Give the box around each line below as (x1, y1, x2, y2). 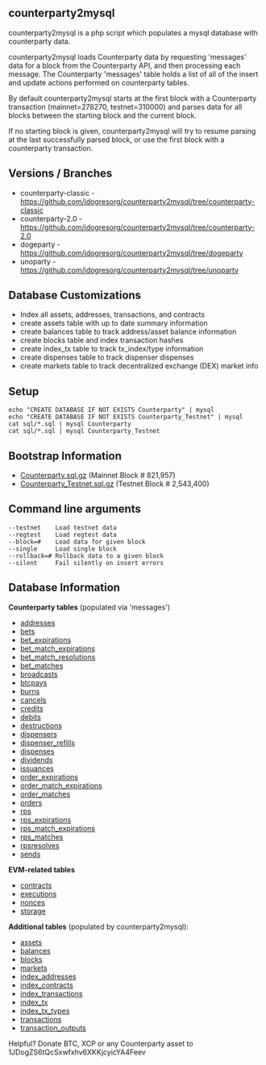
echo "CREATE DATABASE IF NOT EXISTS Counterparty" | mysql (8, 406, 215, 414)
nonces (19, 897, 46, 907)
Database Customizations (8, 289, 142, 302)
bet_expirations (19, 634, 72, 644)
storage (19, 906, 46, 916)
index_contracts (19, 980, 74, 990)
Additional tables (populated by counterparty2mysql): (8, 921, 189, 931)
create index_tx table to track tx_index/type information (19, 344, 204, 354)
